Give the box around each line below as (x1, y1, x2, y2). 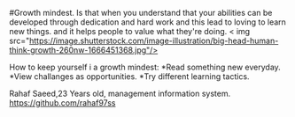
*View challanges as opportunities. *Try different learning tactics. (9, 71, 250, 82)
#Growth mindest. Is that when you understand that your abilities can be (9, 8, 273, 18)
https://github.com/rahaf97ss (9, 98, 116, 108)
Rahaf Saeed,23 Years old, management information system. (9, 88, 231, 99)
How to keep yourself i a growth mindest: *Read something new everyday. (9, 62, 281, 72)
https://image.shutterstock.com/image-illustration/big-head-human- (29, 35, 279, 46)
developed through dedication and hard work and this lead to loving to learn (9, 17, 286, 27)
